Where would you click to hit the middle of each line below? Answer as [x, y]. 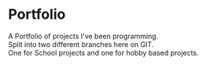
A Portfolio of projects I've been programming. [83, 36]
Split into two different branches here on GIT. [81, 44]
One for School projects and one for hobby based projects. [103, 52]
